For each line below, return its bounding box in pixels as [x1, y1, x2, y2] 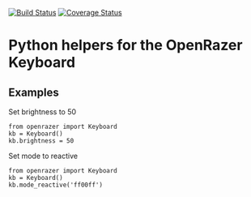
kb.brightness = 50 [8, 137, 74, 145]
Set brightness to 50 [8, 107, 77, 117]
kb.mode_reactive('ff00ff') [8, 181, 104, 189]
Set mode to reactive [8, 151, 79, 161]
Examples [8, 85, 59, 99]
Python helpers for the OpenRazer [8, 36, 243, 54]
